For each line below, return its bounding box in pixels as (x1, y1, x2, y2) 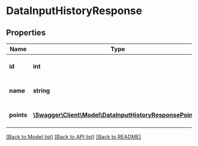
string (32, 87, 50, 95)
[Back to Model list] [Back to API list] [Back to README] (6, 134, 141, 140)
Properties (6, 28, 46, 38)
